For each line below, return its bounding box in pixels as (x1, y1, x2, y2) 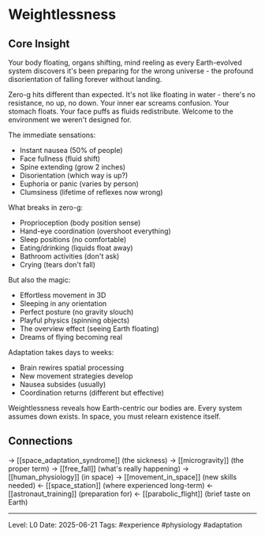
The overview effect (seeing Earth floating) (19, 324, 159, 333)
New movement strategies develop (19, 371, 133, 380)
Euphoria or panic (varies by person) (19, 179, 140, 188)
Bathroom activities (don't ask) (19, 252, 120, 261)
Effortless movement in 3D (19, 290, 106, 300)
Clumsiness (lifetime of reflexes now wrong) (19, 188, 163, 196)
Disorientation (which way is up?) (19, 171, 129, 180)
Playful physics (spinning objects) (19, 315, 130, 325)
